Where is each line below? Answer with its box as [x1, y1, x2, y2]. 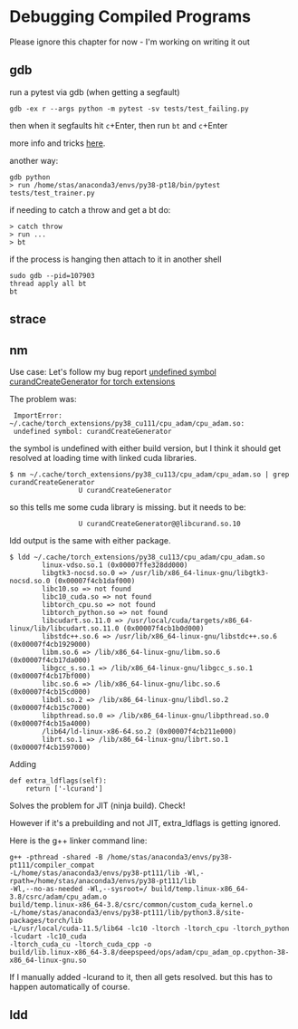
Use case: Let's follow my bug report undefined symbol [9, 366, 217, 377]
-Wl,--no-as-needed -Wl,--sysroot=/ [9, 884, 148, 893]
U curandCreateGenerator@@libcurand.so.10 [78, 519, 242, 528]
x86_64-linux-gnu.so [9, 956, 88, 965]
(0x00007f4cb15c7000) [9, 703, 91, 712]
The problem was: [9, 393, 77, 404]
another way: [9, 155, 59, 166]
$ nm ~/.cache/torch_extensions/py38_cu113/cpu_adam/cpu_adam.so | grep [9, 469, 290, 479]
